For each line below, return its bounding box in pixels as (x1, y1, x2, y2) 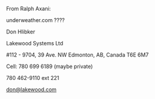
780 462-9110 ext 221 (6, 75, 60, 81)
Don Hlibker (6, 28, 36, 35)
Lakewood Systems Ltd (6, 40, 64, 47)
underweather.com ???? (6, 17, 65, 23)
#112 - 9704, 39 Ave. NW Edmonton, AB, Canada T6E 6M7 (6, 51, 149, 58)
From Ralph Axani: (6, 5, 51, 12)
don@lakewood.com (6, 86, 57, 93)
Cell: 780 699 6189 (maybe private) (6, 63, 94, 70)
